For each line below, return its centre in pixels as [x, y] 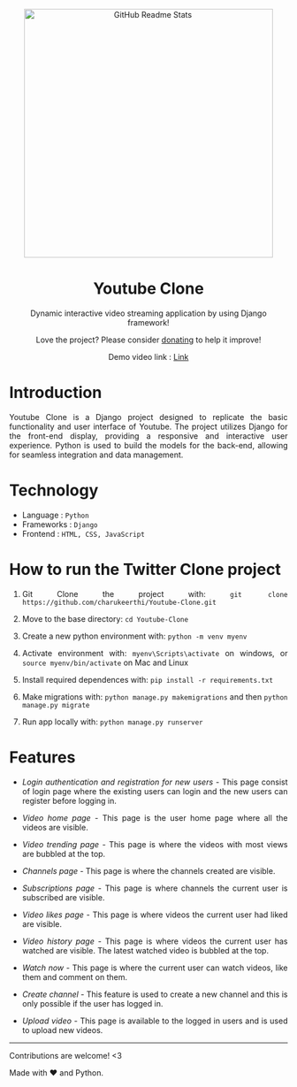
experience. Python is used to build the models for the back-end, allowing [148, 445]
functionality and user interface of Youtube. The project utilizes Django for [148, 426]
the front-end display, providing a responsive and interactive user [148, 436]
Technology [54, 490]
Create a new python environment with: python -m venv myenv [134, 636]
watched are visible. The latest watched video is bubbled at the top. [145, 950]
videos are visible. [55, 827]
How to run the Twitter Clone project [145, 570]
